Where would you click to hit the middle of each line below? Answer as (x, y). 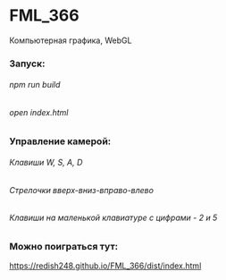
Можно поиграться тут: (64, 247)
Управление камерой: (60, 141)
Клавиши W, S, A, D (46, 163)
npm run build (35, 85)
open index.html (39, 113)
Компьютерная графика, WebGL (71, 40)
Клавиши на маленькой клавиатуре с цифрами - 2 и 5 (113, 218)
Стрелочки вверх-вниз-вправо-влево (82, 190)
